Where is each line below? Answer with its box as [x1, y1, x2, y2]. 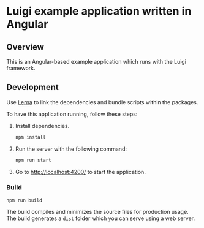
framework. [6, 64, 36, 72]
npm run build [6, 197, 43, 203]
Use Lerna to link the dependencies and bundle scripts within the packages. [6, 98, 198, 105]
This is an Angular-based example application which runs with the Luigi [6, 58, 187, 65]
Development [6, 82, 59, 93]
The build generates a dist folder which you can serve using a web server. [6, 215, 195, 222]
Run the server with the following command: [15, 145, 127, 153]
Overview [6, 42, 45, 52]
